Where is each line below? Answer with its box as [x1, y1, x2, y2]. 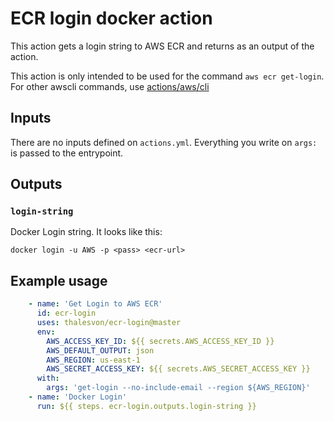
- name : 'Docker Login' [28, 392, 128, 402]
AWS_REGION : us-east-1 [46, 355, 141, 365]
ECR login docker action [10, 7, 213, 30]
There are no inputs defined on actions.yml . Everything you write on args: [10, 136, 318, 148]
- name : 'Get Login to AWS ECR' [28, 299, 163, 309]
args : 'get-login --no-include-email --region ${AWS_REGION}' [46, 383, 311, 393]
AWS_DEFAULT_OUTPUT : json [46, 345, 155, 356]
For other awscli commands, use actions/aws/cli [10, 80, 210, 92]
